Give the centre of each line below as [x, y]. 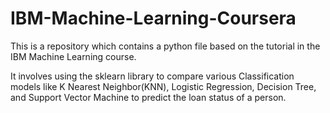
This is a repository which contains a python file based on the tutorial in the [165, 46]
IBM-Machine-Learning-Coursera [153, 18]
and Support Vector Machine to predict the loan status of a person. [148, 97]
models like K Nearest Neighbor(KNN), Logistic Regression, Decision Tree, [163, 86]
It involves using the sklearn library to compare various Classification [152, 76]
